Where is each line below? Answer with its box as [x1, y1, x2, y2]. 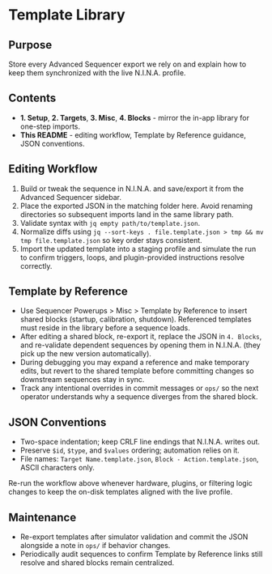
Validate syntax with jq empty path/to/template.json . [19, 218, 201, 227]
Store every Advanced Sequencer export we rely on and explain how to [8, 59, 247, 69]
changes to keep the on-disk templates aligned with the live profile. [8, 487, 233, 497]
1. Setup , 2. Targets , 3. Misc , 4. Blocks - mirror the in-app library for [19, 113, 249, 122]
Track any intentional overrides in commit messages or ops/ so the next [19, 383, 259, 393]
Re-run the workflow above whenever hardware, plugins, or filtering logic [8, 478, 253, 488]
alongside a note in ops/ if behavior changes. [19, 541, 171, 551]
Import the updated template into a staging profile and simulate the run [19, 244, 257, 253]
